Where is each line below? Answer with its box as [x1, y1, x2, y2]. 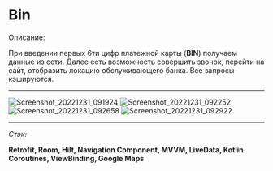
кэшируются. [8, 74, 54, 83]
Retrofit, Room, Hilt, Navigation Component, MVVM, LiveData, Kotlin [8, 144, 244, 155]
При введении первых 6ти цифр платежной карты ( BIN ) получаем [8, 48, 238, 58]
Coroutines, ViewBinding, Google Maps [8, 153, 145, 163]
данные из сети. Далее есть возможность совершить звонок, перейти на [8, 57, 265, 66]
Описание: [8, 32, 45, 42]
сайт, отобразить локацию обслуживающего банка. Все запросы [8, 65, 235, 75]
